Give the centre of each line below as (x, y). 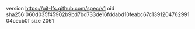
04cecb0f (18, 21)
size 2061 (43, 21)
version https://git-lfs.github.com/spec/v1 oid (60, 8)
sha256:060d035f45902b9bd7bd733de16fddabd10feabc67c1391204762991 (98, 14)
